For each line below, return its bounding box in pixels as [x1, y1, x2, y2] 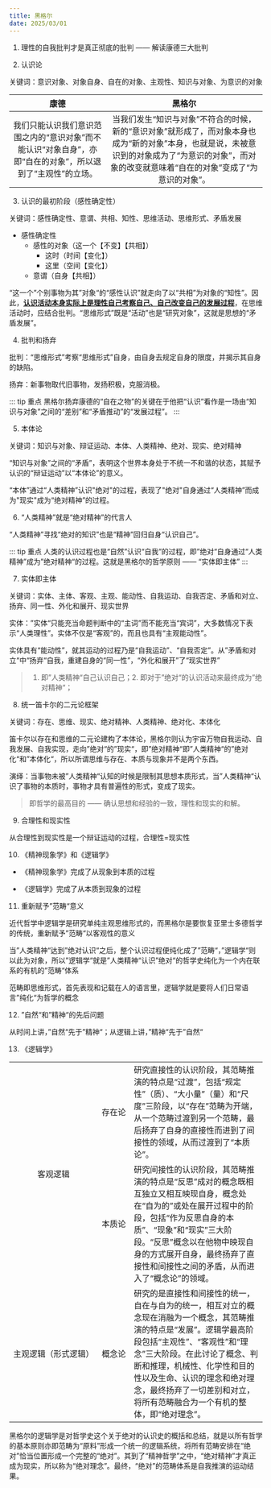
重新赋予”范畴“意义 [20, 901, 84, 910]
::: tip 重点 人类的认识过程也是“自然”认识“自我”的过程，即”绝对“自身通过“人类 [9, 546, 263, 556]
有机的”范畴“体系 [23, 965, 80, 975]
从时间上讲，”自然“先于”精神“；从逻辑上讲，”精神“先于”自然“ [9, 1026, 203, 1036]
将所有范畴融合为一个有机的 [133, 1396, 240, 1407]
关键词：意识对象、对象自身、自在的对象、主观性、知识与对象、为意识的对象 [9, 77, 263, 86]
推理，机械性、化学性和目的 [150, 1360, 256, 1371]
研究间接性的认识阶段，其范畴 [133, 1163, 248, 1175]
